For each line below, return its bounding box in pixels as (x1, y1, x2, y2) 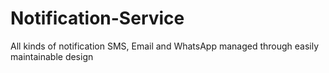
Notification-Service (10, 7, 185, 30)
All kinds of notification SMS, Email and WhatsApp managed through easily (10, 40, 320, 52)
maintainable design (10, 50, 94, 62)
